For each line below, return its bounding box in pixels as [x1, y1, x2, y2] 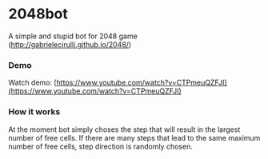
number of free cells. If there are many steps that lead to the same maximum [8, 133, 261, 142]
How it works [8, 106, 61, 117]
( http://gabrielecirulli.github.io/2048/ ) [8, 39, 132, 49]
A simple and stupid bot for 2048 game [8, 31, 138, 41]
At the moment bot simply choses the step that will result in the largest [8, 125, 241, 134]
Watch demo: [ [8, 78, 58, 88]
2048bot [8, 5, 68, 23]
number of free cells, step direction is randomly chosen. [8, 141, 194, 151]
